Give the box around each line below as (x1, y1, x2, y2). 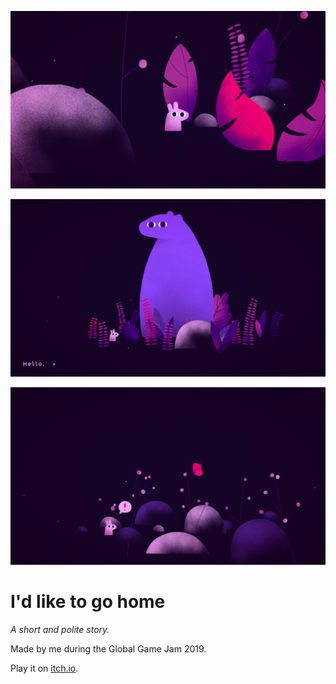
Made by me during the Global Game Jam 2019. (10, 642, 207, 655)
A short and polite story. (10, 623, 110, 635)
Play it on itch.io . (10, 662, 79, 674)
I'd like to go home (10, 591, 166, 613)
